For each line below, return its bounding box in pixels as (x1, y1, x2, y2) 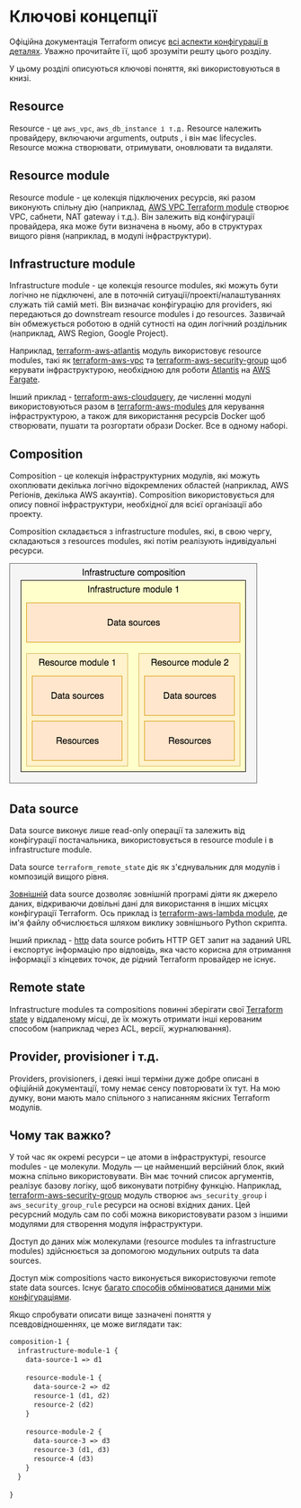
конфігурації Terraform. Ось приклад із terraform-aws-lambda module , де (9, 908, 288, 918)
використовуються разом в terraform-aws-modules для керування (9, 401, 265, 412)
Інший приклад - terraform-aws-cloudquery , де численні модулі (9, 392, 252, 403)
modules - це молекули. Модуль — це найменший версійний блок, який (9, 1161, 285, 1172)
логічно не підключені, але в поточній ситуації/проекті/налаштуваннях (9, 290, 281, 301)
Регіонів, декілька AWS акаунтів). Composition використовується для (9, 489, 275, 501)
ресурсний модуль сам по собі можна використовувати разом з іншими (9, 1209, 288, 1220)
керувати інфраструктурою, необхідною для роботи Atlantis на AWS (9, 365, 271, 376)
